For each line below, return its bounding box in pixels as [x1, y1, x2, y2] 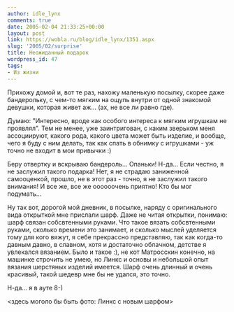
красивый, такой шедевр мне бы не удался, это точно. [7, 270, 171, 278]
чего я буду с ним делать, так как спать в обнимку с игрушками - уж [7, 139, 214, 147]
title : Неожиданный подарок [7, 50, 89, 57]
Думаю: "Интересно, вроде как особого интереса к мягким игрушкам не [7, 116, 227, 125]
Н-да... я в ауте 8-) [7, 283, 64, 292]
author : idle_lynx [7, 10, 61, 17]
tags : [7, 62, 23, 69]
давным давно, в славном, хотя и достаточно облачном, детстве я [7, 240, 207, 248]
